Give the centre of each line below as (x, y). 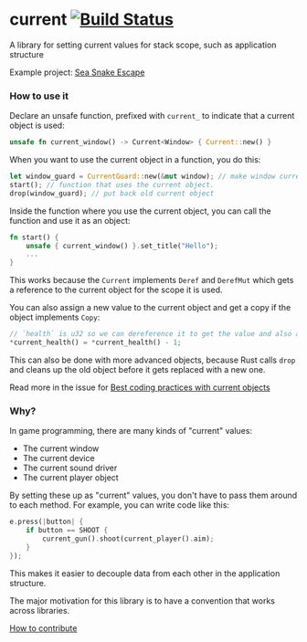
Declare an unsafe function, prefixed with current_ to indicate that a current (152, 116)
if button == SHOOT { (67, 531)
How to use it (39, 96)
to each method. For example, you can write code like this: (120, 505)
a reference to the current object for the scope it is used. (116, 290)
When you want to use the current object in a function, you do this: (135, 160)
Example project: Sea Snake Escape (77, 72)
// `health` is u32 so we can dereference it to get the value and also (151, 334)
